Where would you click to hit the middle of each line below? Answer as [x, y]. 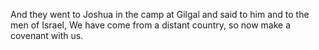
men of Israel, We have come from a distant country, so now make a [151, 25]
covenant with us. [47, 35]
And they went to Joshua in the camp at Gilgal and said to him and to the [160, 14]
